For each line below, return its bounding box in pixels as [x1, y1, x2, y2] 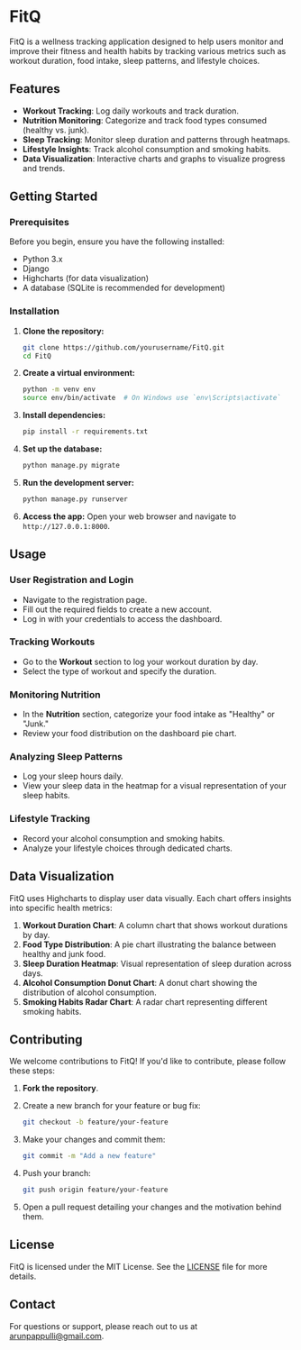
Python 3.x [22, 254, 63, 265]
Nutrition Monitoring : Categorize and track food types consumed [22, 114, 268, 125]
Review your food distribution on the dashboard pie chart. [22, 728, 237, 739]
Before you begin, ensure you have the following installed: [9, 236, 225, 247]
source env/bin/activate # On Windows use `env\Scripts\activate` [22, 394, 281, 403]
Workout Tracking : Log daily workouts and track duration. [22, 105, 240, 116]
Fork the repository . [22, 1083, 99, 1094]
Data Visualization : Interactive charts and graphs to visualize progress [22, 153, 286, 164]
